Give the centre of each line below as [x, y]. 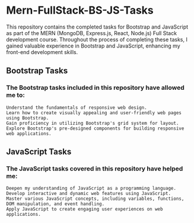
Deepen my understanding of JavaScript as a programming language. [91, 189]
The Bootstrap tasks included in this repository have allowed [96, 88]
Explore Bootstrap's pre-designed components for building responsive [95, 128]
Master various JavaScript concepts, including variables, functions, [95, 199]
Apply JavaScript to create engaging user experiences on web [85, 209]
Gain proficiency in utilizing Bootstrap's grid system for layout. [93, 123]
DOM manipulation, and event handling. [55, 204]
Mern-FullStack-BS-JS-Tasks [80, 10]
